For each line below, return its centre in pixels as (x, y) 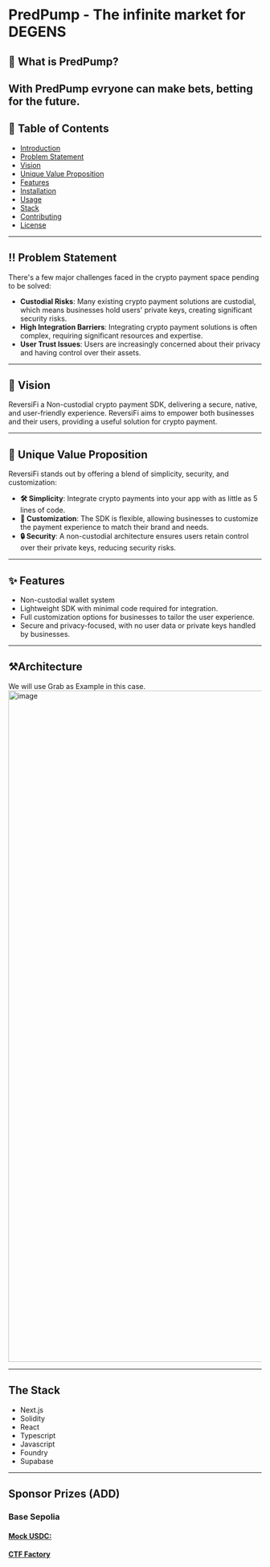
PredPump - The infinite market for (127, 15)
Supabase (37, 1461)
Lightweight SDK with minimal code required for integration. (119, 609)
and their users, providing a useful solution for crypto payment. (113, 422)
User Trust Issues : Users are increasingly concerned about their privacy (140, 344)
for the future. (44, 101)
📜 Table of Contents (59, 129)
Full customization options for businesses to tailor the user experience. (137, 617)
